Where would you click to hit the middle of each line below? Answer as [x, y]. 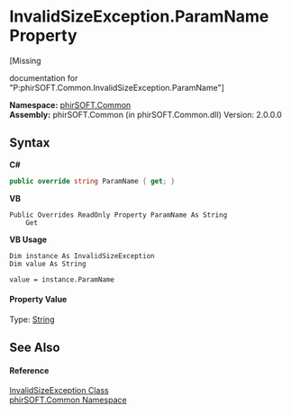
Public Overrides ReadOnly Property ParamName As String [118, 215]
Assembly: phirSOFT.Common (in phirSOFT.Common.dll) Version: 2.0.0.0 [145, 114]
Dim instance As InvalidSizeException [82, 256]
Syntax [30, 143]
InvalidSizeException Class [59, 391]
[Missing [26, 60]
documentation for [44, 77]
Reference [29, 370]
